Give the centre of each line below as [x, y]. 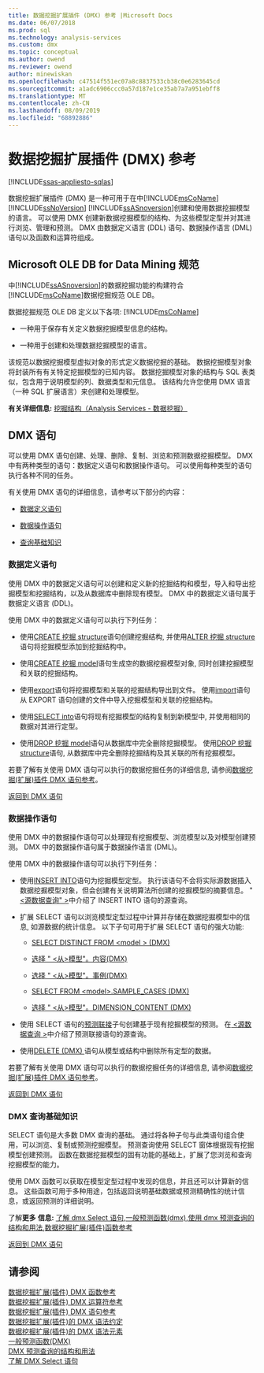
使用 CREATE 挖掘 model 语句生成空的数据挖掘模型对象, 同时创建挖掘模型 [137, 663]
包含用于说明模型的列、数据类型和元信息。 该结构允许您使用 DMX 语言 [136, 381]
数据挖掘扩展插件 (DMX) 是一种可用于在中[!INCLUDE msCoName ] [113, 198]
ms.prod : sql [30, 30]
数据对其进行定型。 [51, 726]
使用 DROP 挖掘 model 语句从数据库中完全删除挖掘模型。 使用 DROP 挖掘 [136, 743]
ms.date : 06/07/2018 [42, 23]
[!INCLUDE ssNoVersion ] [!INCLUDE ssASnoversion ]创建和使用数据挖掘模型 [129, 208]
